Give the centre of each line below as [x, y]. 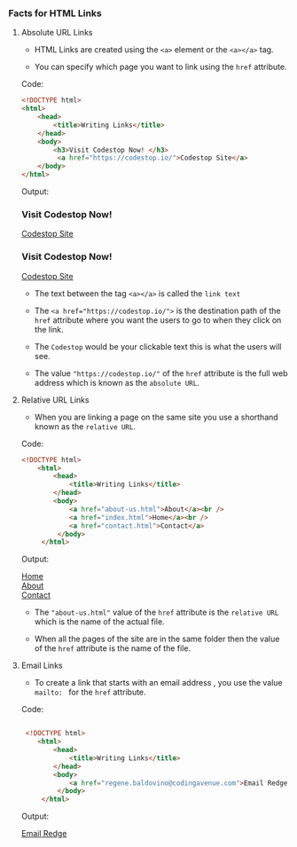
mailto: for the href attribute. [90, 692]
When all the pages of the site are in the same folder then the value [157, 639]
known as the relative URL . [85, 426]
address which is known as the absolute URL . [117, 382]
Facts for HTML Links [55, 13]
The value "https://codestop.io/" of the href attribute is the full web [161, 373]
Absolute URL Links [57, 33]
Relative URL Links [55, 400]
